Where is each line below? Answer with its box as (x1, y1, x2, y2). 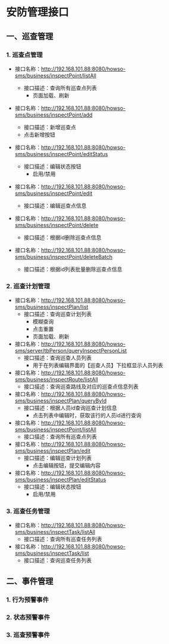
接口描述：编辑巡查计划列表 (23, 454, 92, 462)
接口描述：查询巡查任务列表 (23, 557, 92, 564)
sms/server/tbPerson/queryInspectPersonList (14, 347, 127, 355)
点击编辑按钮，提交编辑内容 (32, 462, 101, 469)
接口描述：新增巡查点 (23, 123, 76, 130)
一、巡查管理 (6, 31, 54, 41)
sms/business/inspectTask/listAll (14, 529, 95, 536)
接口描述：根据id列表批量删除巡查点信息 (23, 265, 123, 273)
